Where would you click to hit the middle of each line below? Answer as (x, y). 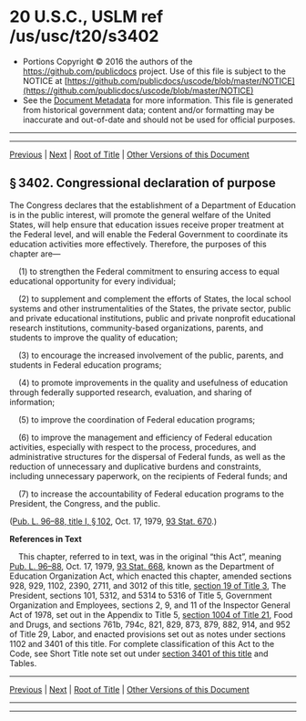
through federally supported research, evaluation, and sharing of (131, 392)
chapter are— (35, 254)
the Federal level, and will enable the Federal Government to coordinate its (149, 234)
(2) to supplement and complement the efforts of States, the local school (154, 298)
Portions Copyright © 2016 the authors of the (107, 61)
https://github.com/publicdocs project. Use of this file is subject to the (154, 71)
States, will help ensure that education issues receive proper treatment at (147, 225)
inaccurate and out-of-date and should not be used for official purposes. (159, 120)
